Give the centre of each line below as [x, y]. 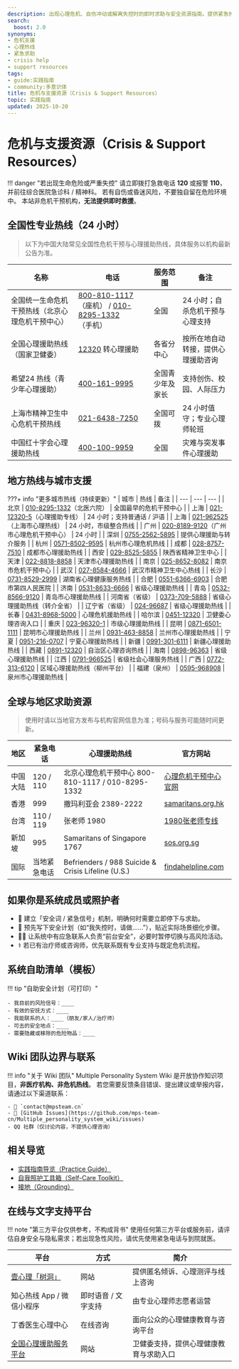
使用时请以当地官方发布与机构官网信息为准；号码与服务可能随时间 [121, 720]
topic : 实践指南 [29, 100]
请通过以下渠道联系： [38, 1093]
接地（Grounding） [46, 1187]
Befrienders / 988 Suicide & [110, 862]
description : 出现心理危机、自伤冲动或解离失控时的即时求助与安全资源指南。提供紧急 [118, 14]
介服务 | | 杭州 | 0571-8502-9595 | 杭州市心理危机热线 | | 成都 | [99, 544]
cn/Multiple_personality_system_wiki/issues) [76, 1119]
